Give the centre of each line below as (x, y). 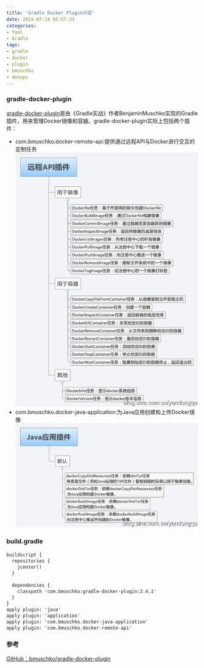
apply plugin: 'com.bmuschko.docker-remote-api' (69, 628)
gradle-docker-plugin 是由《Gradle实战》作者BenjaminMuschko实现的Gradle (102, 113)
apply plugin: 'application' (43, 616)
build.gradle (25, 541)
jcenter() (30, 567)
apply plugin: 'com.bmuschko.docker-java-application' (77, 622)
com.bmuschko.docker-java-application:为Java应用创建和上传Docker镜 (105, 412)
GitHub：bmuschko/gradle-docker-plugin (58, 658)
